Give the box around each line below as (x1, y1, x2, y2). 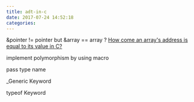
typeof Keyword (6, 89, 46, 97)
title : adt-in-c (6, 8, 47, 15)
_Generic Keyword (6, 77, 52, 85)
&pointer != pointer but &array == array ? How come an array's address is (6, 37, 188, 44)
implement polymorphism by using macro (6, 55, 109, 62)
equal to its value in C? (6, 43, 62, 50)
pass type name (6, 66, 46, 73)
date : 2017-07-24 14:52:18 (6, 14, 74, 20)
